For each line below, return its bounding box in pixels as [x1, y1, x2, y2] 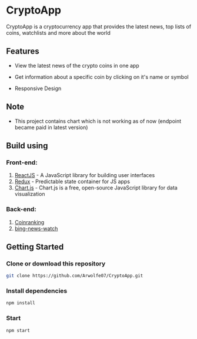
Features [6, 46, 39, 56]
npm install [6, 300, 35, 306]
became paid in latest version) [14, 124, 88, 131]
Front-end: [6, 158, 38, 167]
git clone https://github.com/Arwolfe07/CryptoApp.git [6, 273, 143, 279]
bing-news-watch [14, 225, 58, 232]
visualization [14, 191, 45, 198]
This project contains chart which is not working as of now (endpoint [14, 117, 182, 124]
